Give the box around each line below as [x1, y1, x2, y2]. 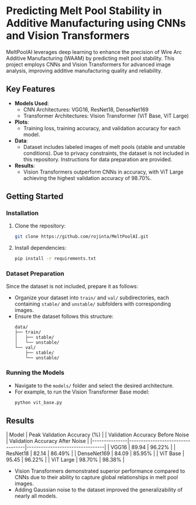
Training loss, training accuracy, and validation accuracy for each [23, 124, 181, 131]
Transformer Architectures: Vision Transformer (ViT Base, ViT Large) [23, 112, 189, 119]
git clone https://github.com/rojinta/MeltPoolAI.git [14, 233, 149, 240]
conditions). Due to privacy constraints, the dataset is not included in [23, 150, 190, 157]
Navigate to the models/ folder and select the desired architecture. [14, 382, 174, 389]
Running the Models [6, 368, 64, 377]
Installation [6, 209, 39, 218]
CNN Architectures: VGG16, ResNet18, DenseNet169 [23, 106, 149, 113]
